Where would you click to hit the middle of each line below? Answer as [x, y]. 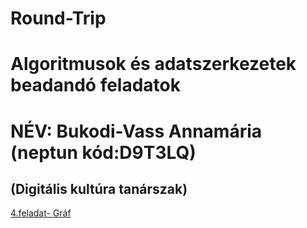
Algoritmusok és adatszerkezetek [153, 64]
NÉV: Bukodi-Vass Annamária [136, 131]
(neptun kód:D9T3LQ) [103, 152]
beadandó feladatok [96, 85]
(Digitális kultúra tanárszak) [99, 188]
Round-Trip [58, 18]
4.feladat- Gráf [41, 213]
